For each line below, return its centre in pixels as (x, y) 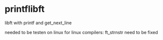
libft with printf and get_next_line (38, 23)
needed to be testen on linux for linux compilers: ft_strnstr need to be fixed (81, 32)
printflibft (25, 9)
